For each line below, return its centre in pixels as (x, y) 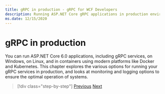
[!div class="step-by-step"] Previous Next (59, 86)
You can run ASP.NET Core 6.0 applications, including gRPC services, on (79, 56)
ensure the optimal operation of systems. (47, 77)
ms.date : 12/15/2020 (26, 19)
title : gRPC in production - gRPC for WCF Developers (61, 9)
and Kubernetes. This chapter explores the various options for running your (81, 67)
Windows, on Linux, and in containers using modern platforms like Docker (80, 61)
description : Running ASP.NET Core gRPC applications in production (77, 14)
